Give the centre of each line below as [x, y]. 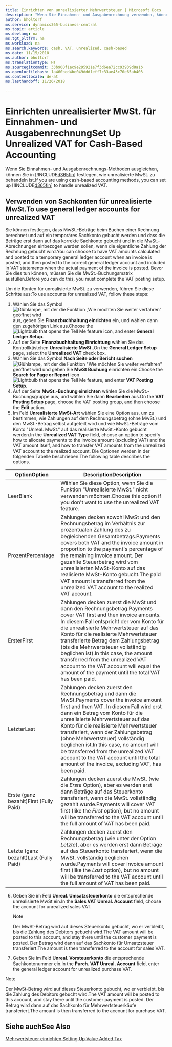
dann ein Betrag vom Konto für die [102, 713]
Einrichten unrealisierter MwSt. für [81, 111]
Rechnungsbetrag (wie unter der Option [108, 838]
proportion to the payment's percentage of [112, 549]
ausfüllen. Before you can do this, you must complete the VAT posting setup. [85, 279]
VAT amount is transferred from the [103, 581]
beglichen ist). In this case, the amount [106, 653]
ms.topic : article [25, 29]
